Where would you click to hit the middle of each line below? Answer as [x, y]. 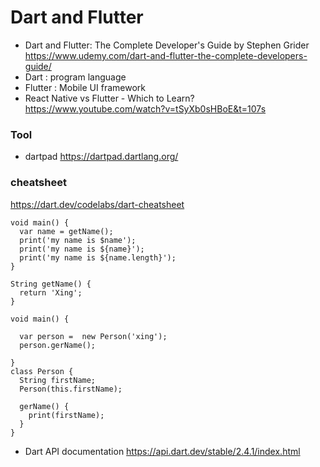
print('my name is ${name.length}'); [98, 257]
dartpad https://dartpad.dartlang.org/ [101, 157]
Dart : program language [75, 77]
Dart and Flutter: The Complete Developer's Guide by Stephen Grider [167, 45]
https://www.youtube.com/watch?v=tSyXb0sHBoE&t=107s [145, 108]
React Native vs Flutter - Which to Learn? [109, 98]
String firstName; [58, 380]
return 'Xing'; [51, 292]
